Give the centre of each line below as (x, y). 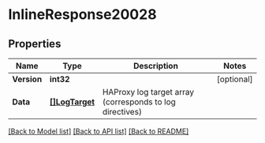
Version (27, 79)
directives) (122, 112)
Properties (35, 44)
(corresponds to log (139, 102)
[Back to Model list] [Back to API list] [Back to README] (99, 131)
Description (156, 66)
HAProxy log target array (148, 92)
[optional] (235, 79)
